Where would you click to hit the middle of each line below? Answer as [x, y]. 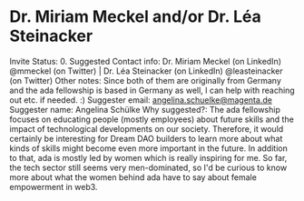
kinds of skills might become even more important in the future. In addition [148, 148]
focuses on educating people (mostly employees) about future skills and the [152, 119]
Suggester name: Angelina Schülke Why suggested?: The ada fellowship [145, 109]
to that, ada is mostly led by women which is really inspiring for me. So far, [148, 157]
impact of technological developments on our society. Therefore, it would [147, 128]
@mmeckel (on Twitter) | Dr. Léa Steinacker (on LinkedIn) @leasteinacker [146, 71]
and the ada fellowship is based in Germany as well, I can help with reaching [152, 90]
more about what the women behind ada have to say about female [133, 177]
